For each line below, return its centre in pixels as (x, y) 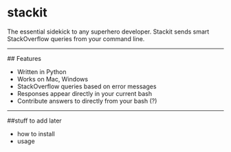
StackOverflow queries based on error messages (87, 86)
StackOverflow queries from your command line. (76, 38)
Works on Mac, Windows (52, 79)
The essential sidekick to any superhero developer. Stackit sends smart (108, 31)
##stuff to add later (34, 121)
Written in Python (42, 72)
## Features (24, 58)
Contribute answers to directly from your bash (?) (87, 101)
